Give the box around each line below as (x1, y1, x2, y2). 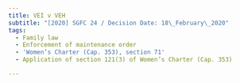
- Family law (15, 33, 59, 42)
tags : (8, 26, 26, 34)
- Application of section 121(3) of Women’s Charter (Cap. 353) (15, 56, 233, 64)
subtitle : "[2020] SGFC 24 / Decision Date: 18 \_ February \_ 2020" (8, 19, 229, 27)
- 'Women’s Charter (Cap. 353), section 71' (15, 48, 165, 56)
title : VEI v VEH (8, 11, 66, 20)
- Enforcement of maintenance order (15, 41, 137, 49)
